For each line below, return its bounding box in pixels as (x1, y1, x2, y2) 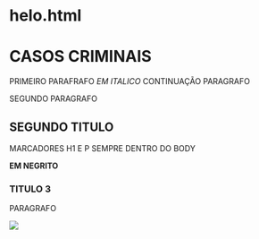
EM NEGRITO (9, 160, 59, 171)
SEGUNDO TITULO (9, 119, 114, 134)
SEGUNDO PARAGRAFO (9, 93, 98, 104)
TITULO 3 (9, 183, 52, 195)
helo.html (9, 5, 82, 26)
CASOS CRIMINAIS (9, 47, 152, 67)
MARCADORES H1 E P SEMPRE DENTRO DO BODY (9, 142, 196, 153)
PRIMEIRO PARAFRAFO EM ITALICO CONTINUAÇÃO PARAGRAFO (9, 76, 250, 87)
